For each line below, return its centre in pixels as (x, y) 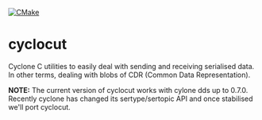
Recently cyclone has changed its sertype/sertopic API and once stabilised (131, 99)
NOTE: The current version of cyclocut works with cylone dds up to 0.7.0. (128, 90)
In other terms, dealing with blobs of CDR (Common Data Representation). (129, 75)
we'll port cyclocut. (40, 106)
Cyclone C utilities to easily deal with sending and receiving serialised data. (131, 66)
